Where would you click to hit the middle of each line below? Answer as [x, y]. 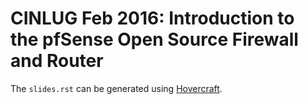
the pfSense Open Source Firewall [154, 39]
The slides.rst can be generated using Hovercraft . [116, 88]
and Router [57, 61]
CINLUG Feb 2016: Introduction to [152, 18]
